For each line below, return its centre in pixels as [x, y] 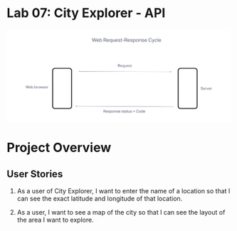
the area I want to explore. [55, 220]
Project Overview [59, 148]
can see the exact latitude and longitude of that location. [100, 199]
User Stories [35, 174]
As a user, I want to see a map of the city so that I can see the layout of [121, 213]
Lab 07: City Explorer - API [86, 13]
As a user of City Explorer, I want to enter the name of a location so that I [123, 191]
